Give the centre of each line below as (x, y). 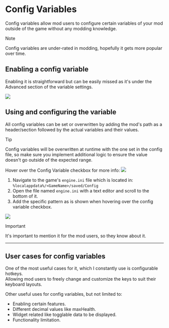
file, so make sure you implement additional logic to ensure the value (76, 154)
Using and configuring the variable (61, 112)
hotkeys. (14, 274)
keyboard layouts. (24, 284)
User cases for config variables (55, 256)
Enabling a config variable (47, 69)
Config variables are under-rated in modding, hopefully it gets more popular (84, 48)
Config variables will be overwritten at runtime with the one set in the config (84, 149)
